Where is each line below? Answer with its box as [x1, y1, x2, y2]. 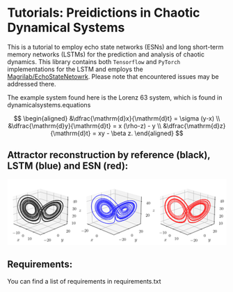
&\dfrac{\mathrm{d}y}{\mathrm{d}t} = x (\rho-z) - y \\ [8, 121, 162, 130]
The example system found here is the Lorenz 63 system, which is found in [7, 93, 223, 102]
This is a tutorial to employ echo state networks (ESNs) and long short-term [7, 43, 224, 51]
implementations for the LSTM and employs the [7, 65, 144, 73]
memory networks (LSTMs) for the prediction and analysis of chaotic [7, 50, 205, 59]
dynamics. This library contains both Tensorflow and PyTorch [7, 57, 181, 66]
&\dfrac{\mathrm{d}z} [163, 121, 226, 130]
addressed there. [7, 79, 56, 88]
